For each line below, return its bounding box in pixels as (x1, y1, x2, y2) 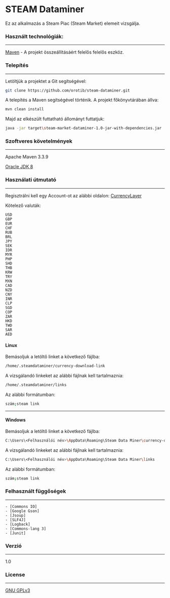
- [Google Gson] (5, 508, 39, 514)
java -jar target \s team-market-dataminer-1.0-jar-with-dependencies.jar (5, 125, 162, 131)
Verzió (5, 542, 22, 549)
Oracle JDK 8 (5, 163, 33, 170)
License (5, 571, 25, 578)
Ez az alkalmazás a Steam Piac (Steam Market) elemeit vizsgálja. (5, 20, 141, 26)
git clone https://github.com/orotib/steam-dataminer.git (5, 88, 130, 93)
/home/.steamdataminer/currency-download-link (5, 363, 105, 368)
